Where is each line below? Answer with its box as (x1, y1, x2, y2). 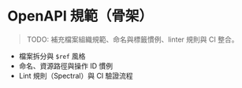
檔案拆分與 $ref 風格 (18, 51, 86, 60)
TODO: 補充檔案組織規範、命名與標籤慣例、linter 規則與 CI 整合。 (26, 35, 239, 44)
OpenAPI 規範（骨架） (7, 7, 153, 25)
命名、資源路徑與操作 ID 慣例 (18, 60, 114, 71)
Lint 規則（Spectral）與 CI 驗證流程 (18, 71, 133, 80)
